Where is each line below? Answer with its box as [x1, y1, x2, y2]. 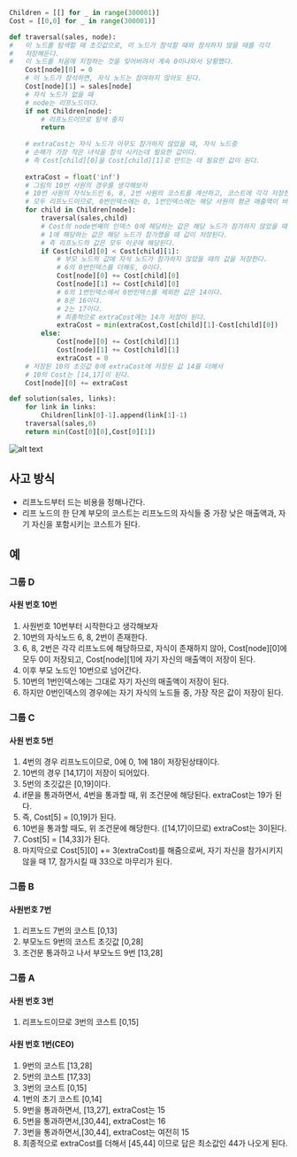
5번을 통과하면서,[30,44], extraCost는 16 [21, 1115, 166, 1126]
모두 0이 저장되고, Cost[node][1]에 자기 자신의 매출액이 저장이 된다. [21, 654, 256, 664]
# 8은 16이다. [56, 296, 103, 305]
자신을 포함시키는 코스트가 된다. [31, 518, 141, 529]
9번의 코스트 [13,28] [21, 1060, 93, 1071]
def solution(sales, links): [9, 394, 117, 403]
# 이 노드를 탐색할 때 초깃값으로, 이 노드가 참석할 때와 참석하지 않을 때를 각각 [9, 41, 270, 50]
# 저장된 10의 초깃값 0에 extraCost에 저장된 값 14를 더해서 [25, 361, 224, 371]
